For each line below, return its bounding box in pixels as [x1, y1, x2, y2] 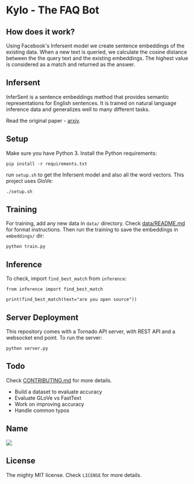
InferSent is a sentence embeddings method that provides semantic [6, 93, 169, 100]
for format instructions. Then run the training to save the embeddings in [6, 226, 178, 233]
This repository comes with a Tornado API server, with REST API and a [6, 328, 175, 335]
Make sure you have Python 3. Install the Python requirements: [6, 150, 157, 157]
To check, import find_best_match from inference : [6, 275, 127, 282]
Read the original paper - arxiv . [6, 117, 81, 124]
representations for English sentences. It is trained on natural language [6, 99, 176, 106]
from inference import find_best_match [6, 286, 103, 292]
